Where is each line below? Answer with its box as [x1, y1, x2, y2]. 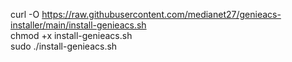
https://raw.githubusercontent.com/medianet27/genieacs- [41, 9, 282, 20]
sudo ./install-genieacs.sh [10, 40, 118, 52]
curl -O [10, 9, 40, 20]
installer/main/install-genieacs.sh [10, 19, 147, 31]
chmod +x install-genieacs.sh [10, 30, 133, 41]
